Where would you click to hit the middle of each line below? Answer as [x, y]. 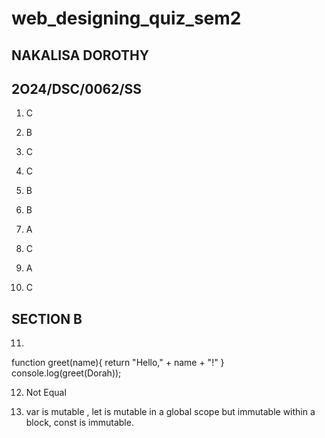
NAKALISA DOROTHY [80, 55]
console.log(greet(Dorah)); [66, 373]
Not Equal [46, 393]
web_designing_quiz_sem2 [126, 18]
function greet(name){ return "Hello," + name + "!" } [118, 363]
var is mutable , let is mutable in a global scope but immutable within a [170, 412]
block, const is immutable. [79, 423]
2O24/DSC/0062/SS [77, 88]
